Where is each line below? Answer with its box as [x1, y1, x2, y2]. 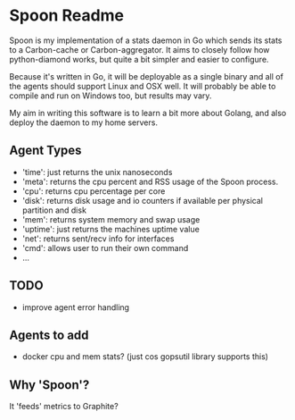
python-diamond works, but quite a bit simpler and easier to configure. [9, 54, 269, 64]
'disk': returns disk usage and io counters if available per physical [21, 195, 263, 206]
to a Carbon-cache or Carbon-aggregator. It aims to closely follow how [9, 44, 270, 55]
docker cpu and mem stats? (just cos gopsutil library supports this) [21, 351, 269, 362]
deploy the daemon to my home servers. [9, 117, 159, 128]
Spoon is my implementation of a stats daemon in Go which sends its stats [9, 35, 283, 46]
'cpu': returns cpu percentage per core [21, 185, 166, 197]
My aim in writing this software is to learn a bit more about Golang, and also [9, 107, 287, 118]
